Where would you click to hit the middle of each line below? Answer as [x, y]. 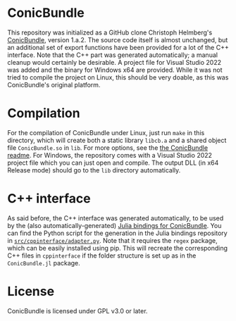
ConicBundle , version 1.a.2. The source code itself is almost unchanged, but [118, 39]
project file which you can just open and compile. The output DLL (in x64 [113, 163]
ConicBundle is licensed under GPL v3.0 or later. [77, 310]
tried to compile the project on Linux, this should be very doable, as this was [118, 77]
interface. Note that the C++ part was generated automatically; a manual [113, 55]
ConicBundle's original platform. [54, 84]
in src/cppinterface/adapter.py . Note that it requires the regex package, [113, 240]
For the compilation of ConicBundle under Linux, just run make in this [106, 132]
